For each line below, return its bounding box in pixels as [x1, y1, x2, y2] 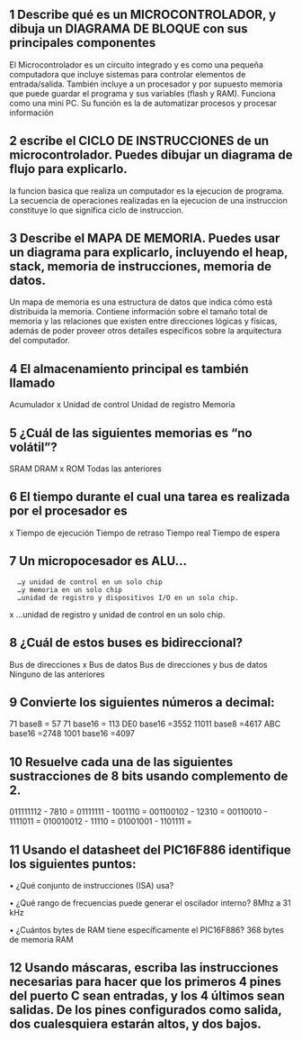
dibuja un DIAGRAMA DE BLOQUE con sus [9, 22, 249, 37]
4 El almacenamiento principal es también [9, 360, 249, 377]
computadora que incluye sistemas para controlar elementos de [9, 68, 246, 79]
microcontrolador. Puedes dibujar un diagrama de [9, 148, 293, 163]
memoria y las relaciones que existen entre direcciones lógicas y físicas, [9, 315, 278, 327]
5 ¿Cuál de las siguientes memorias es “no [9, 425, 253, 441]
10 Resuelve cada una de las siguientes [9, 754, 234, 770]
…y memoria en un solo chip [17, 585, 123, 594]
